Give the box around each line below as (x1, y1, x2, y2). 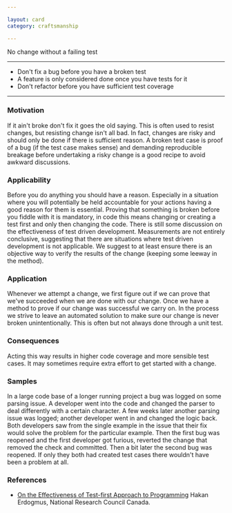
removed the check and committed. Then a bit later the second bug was (7, 443, 213, 452)
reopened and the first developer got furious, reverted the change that (7, 436, 207, 444)
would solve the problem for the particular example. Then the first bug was (7, 428, 220, 436)
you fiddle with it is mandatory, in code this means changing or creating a (7, 213, 216, 221)
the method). (7, 256, 44, 265)
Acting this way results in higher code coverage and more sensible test (7, 352, 209, 360)
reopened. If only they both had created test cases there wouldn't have (7, 450, 209, 459)
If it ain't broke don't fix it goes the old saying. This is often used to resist (7, 121, 215, 130)
